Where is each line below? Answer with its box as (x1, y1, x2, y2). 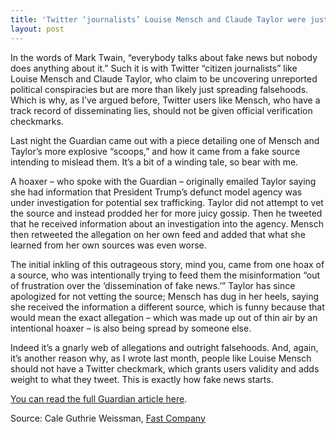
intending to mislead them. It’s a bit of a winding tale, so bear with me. (10, 156, 299, 168)
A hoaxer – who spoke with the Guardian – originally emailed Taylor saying (10, 175, 317, 187)
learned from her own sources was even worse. (10, 239, 207, 251)
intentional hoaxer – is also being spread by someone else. (10, 322, 252, 334)
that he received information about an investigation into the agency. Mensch (10, 217, 324, 230)
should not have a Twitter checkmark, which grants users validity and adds (10, 362, 320, 375)
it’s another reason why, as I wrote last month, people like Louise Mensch (10, 352, 312, 364)
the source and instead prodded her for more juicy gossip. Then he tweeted (10, 207, 323, 219)
